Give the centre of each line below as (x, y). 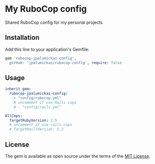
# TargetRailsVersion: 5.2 (36, 130)
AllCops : (14, 116)
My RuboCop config (46, 9)
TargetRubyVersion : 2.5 (33, 120)
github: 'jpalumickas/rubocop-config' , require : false (66, 63)
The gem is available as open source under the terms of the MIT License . (78, 156)
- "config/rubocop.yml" (38, 98)
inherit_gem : (18, 89)
